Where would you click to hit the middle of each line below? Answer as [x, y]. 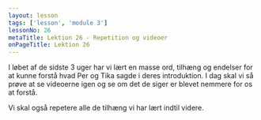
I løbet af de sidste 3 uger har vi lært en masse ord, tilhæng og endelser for [130, 67]
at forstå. [23, 92]
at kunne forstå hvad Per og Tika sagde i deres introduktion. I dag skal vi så [131, 76]
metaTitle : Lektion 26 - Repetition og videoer [88, 37]
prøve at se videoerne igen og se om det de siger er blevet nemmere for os [130, 84]
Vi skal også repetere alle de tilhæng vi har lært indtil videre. [106, 108]
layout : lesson [33, 15]
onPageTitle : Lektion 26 [49, 45]
